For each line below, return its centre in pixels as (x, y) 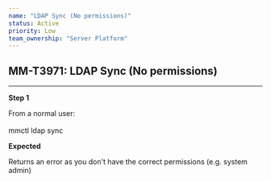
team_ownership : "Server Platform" (68, 38)
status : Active (34, 23)
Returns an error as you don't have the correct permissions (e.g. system (128, 162)
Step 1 (19, 98)
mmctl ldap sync (36, 130)
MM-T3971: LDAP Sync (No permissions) (113, 70)
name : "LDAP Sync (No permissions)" (70, 16)
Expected (25, 147)
